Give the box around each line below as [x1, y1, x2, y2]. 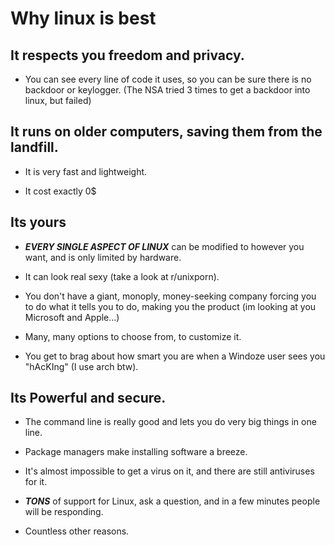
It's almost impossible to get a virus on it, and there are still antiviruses [24, 465, 315, 477]
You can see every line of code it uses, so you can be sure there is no [24, 73, 312, 85]
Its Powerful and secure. [10, 390, 167, 407]
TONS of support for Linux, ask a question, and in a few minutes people [24, 495, 321, 507]
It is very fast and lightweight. [24, 165, 148, 177]
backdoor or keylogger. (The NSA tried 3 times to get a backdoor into [24, 84, 311, 96]
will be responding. [24, 506, 104, 518]
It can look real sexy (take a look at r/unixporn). [24, 270, 220, 282]
